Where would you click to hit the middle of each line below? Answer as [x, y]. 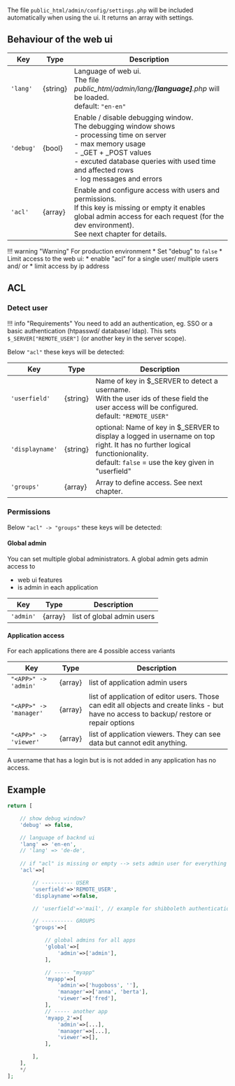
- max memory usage [110, 144]
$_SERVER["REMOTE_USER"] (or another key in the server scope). [97, 338]
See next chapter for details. [120, 234]
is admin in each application [58, 587]
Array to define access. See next [149, 482]
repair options [112, 723]
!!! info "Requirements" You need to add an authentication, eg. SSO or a [110, 323]
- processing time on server [120, 134]
